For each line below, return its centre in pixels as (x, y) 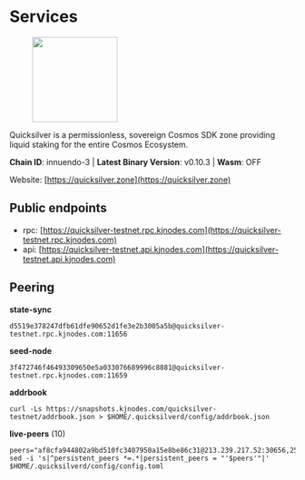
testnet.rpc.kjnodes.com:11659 (69, 375)
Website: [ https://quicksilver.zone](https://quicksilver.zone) (120, 180)
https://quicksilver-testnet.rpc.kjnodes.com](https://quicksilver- (162, 230)
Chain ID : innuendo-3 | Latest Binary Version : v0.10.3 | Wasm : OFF (135, 162)
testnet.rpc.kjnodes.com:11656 (69, 334)
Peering (32, 288)
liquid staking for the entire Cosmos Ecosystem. (99, 144)
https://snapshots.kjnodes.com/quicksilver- (132, 409)
